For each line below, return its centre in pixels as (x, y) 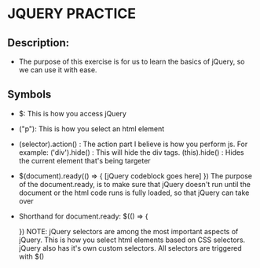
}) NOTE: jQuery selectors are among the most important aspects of (128, 231)
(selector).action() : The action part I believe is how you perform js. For (133, 144)
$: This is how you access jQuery (73, 113)
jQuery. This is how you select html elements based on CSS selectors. (132, 240)
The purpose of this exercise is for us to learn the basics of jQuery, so (132, 61)
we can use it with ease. (58, 70)
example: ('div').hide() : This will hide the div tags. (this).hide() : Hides (131, 152)
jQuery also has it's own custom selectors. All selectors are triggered (130, 248)
